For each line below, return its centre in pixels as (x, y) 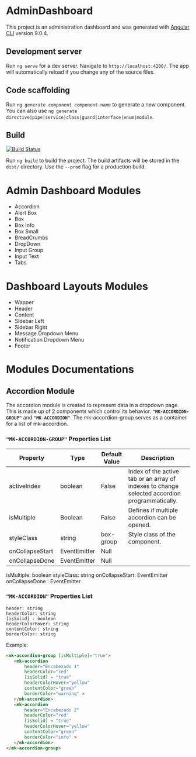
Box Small (27, 232)
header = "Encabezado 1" (52, 666)
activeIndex (25, 486)
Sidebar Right (31, 327)
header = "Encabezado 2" (52, 710)
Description (157, 457)
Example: (17, 645)
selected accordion (154, 493)
